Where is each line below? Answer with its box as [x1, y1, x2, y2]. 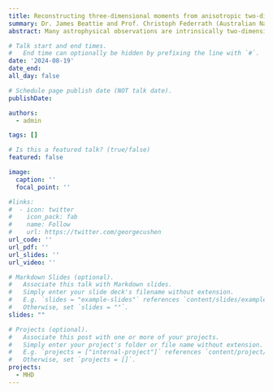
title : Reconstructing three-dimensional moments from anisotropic [8, 11, 242, 20]
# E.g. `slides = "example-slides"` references [8, 296, 180, 304]
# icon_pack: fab [8, 213, 79, 221]
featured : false [8, 154, 63, 162]
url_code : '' [8, 236, 53, 244]
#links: [8, 198, 35, 206]
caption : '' [15, 176, 57, 184]
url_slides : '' [8, 250, 60, 259]
